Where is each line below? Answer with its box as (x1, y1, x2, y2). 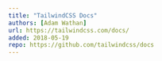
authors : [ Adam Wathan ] (8, 19, 87, 27)
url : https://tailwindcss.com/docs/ (8, 26, 129, 34)
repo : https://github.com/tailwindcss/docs (8, 41, 155, 49)
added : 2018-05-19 (8, 33, 69, 42)
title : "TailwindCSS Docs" (8, 11, 98, 20)
